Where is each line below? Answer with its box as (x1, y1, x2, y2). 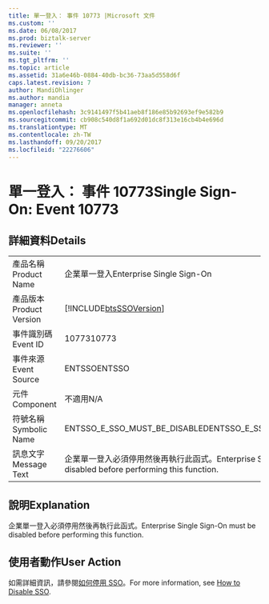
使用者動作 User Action (8, 555, 122, 569)
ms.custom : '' (8, 19, 56, 27)
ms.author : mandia (8, 94, 70, 102)
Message (12, 459, 47, 470)
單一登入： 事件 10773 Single (8, 182, 197, 201)
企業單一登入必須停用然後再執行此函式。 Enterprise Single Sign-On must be (8, 521, 256, 530)
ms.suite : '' (8, 49, 52, 57)
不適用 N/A (64, 394, 103, 405)
